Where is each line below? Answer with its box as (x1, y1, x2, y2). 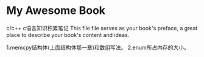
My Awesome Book (6, 4, 105, 18)
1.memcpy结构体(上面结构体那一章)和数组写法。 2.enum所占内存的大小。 (6, 44, 190, 51)
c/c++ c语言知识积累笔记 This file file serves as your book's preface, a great (6, 24, 198, 32)
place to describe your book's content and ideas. (6, 31, 130, 38)
